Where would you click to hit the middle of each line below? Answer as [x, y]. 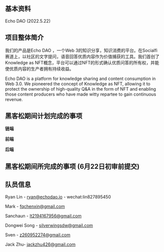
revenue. [14, 99]
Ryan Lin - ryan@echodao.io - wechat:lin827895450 [58, 197]
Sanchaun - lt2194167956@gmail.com [43, 216]
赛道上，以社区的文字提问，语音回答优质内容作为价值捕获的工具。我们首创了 [82, 56]
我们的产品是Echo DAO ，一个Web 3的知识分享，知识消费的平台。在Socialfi [81, 50]
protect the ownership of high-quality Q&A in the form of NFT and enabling [81, 89]
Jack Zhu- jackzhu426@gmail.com [40, 244]
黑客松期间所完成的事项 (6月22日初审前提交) [72, 166]
